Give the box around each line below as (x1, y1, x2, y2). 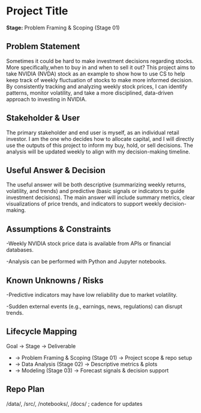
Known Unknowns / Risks (6, 275, 104, 285)
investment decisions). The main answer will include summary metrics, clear (6, 194, 195, 201)
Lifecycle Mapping (6, 327, 77, 337)
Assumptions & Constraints (6, 224, 112, 234)
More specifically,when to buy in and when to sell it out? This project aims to (6, 64, 196, 71)
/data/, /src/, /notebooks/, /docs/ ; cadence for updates (6, 400, 143, 407)
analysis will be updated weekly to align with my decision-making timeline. (6, 148, 190, 155)
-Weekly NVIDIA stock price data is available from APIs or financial (6, 240, 171, 247)
